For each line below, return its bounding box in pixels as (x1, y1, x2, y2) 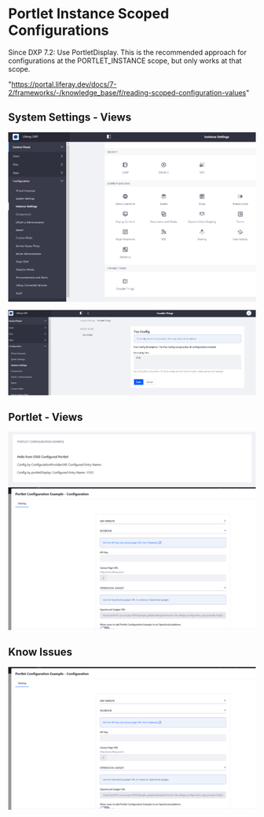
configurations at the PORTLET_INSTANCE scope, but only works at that (8, 56, 242, 65)
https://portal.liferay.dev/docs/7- (11, 80, 117, 89)
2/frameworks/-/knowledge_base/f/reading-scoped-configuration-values (8, 87, 247, 97)
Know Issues (8, 645, 73, 659)
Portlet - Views (8, 410, 83, 424)
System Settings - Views (8, 111, 132, 124)
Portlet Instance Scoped (8, 5, 170, 23)
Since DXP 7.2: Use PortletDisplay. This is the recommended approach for (8, 47, 247, 57)
